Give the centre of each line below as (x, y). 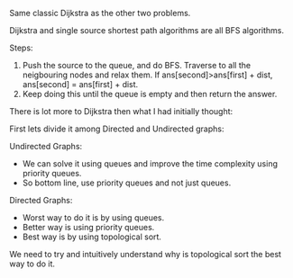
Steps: (21, 48)
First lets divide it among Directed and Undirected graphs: (117, 129)
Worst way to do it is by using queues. (93, 218)
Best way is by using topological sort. (92, 237)
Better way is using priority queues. (88, 227)
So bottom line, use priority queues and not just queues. (127, 183)
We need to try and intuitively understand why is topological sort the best (146, 254)
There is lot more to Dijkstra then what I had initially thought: (121, 111)
